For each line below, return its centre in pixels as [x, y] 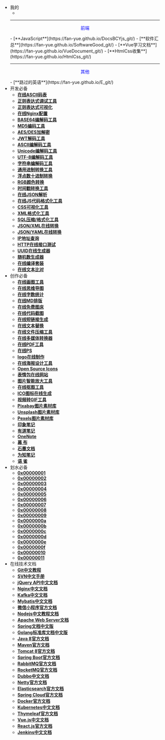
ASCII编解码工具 [34, 145]
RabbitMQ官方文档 [37, 664]
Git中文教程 [29, 570]
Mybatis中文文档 [35, 601]
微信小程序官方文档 [37, 607]
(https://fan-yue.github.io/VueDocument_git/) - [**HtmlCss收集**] [78, 51]
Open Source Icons [38, 369]
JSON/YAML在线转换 [39, 232]
